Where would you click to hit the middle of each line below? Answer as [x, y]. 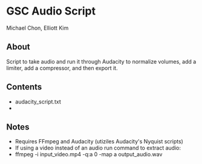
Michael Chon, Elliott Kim [37, 28]
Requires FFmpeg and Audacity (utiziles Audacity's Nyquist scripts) [99, 142]
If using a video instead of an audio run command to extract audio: [98, 148]
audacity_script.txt [38, 102]
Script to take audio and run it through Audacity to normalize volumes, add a [101, 61]
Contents [24, 87]
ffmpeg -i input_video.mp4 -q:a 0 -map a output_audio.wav [89, 154]
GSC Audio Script [51, 11]
